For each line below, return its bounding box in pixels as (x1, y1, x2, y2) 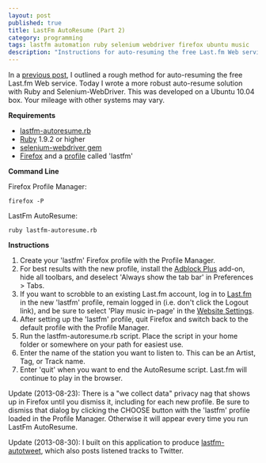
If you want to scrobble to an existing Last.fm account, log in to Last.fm (19, 290, 252, 298)
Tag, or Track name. (19, 357, 85, 366)
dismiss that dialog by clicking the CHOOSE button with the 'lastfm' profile (8, 405, 251, 415)
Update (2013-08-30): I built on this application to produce (8, 438, 199, 447)
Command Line (8, 167, 59, 176)
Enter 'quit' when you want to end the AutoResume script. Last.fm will (19, 365, 248, 374)
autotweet (8, 446, 41, 455)
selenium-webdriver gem (19, 143, 102, 152)
